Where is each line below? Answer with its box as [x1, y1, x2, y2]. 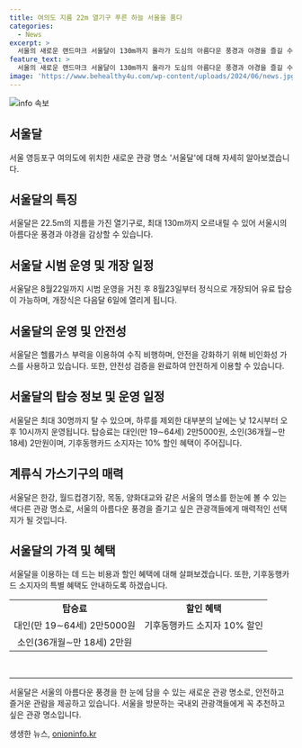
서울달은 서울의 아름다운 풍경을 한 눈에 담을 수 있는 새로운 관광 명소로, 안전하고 [9, 687, 285, 698]
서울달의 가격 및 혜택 [9, 544, 116, 559]
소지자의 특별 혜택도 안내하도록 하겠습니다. [18, 580, 168, 590]
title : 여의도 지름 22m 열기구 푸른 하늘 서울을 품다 [9, 13, 182, 23]
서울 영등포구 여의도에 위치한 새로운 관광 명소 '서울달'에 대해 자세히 [9, 152, 244, 163]
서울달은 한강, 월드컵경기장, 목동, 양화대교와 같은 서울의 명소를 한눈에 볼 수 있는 [9, 491, 288, 502]
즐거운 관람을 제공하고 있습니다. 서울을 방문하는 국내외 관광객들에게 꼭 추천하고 [9, 698, 286, 709]
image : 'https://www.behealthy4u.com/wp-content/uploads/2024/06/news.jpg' [9, 72, 299, 81]
